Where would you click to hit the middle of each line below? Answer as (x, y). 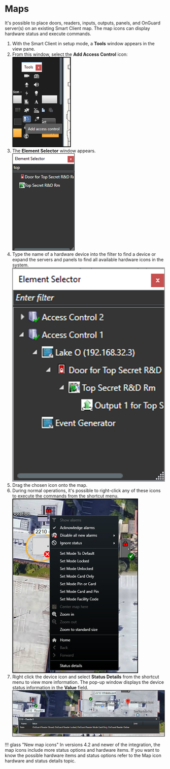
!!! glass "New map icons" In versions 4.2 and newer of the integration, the (82, 745)
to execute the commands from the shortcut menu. (65, 496)
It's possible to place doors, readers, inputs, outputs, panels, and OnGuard (83, 23)
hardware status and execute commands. (48, 34)
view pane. (24, 49)
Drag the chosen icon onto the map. (50, 485)
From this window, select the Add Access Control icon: (70, 54)
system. (20, 265)
